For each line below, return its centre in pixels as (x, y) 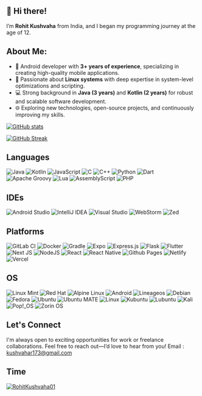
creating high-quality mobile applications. (67, 72)
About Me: (27, 51)
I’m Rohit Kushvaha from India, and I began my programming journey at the (101, 26)
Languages (28, 157)
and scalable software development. (61, 101)
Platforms (25, 231)
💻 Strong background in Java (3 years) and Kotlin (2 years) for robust (104, 93)
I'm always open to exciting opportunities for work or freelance (85, 339)
